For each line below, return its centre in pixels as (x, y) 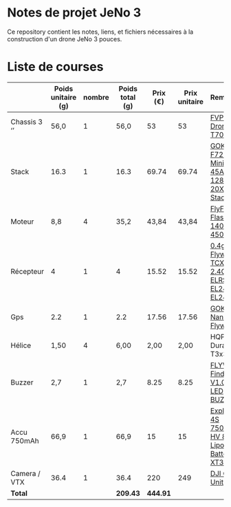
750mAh (25, 440)
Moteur (22, 222)
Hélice (21, 345)
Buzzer (22, 382)
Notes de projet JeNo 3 (74, 13)
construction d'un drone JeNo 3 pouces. (65, 39)
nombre (97, 97)
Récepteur (27, 271)
